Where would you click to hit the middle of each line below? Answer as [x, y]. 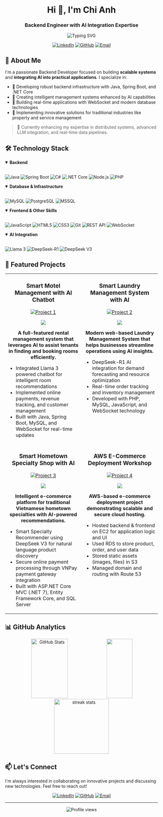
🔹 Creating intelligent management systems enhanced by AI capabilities [84, 97]
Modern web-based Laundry [120, 333]
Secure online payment [42, 562]
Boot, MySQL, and [36, 423]
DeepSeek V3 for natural [44, 544]
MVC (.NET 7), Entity [39, 592]
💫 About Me [23, 60]
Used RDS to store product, [123, 544]
